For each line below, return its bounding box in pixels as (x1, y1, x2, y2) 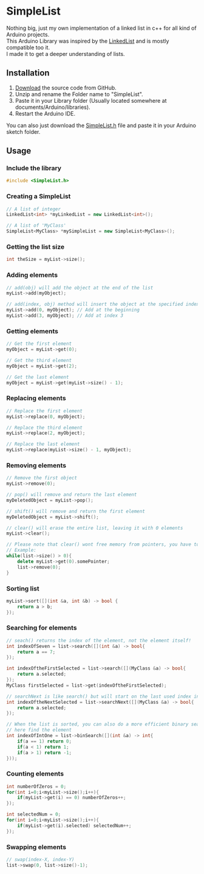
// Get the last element (6, 374, 69, 380)
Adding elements (6, 271, 58, 279)
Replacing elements (6, 394, 66, 403)
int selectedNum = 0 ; (6, 811, 61, 817)
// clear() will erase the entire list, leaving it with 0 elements (6, 525, 183, 531)
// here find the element (6, 727, 72, 734)
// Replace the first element (6, 408, 83, 414)
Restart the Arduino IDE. (15, 109, 76, 117)
